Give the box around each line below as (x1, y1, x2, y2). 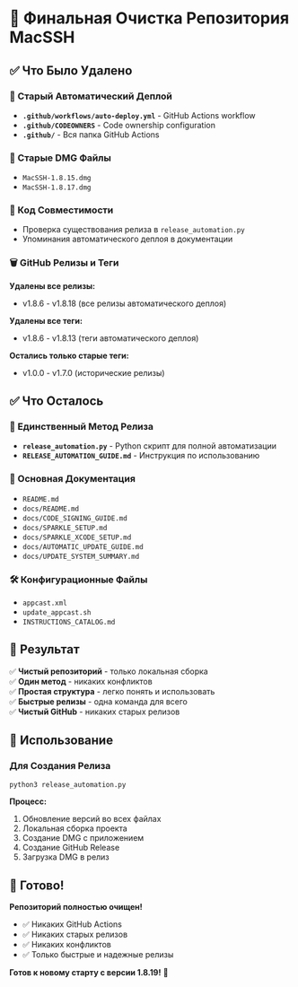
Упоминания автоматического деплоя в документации (22, 233, 233, 245)
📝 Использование (9, 733, 114, 748)
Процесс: (9, 796, 48, 807)
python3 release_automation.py (9, 780, 127, 789)
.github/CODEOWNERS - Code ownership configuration (22, 119, 216, 130)
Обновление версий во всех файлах (22, 814, 162, 825)
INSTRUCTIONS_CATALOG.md (22, 618, 116, 627)
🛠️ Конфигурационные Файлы (9, 573, 148, 586)
